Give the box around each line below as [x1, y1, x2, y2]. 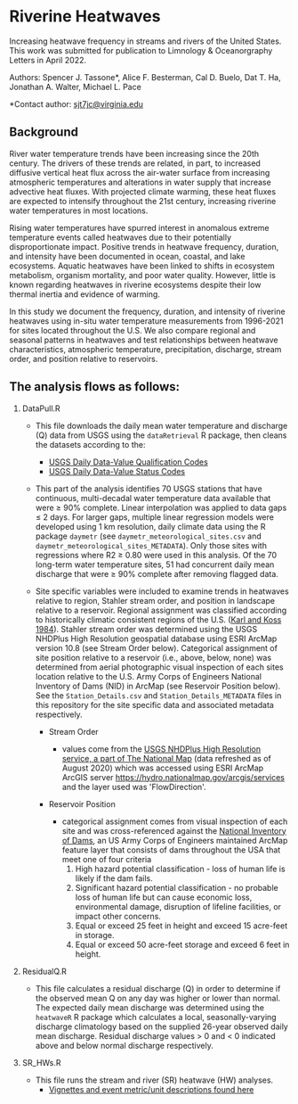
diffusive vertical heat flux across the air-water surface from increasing [9, 167, 270, 177]
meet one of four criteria [61, 853, 152, 864]
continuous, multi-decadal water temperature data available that [35, 492, 271, 503]
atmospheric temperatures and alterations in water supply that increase [9, 177, 271, 187]
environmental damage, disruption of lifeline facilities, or [75, 901, 282, 911]
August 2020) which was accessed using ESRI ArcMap [61, 762, 264, 773]
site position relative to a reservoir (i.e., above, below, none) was [35, 652, 272, 663]
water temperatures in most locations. [9, 205, 149, 216]
